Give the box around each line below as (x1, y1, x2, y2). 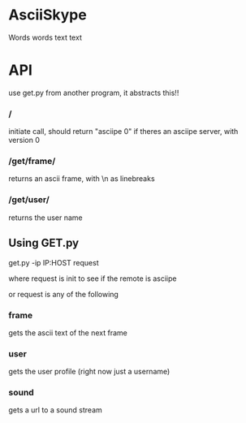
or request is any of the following (8, 289, 119, 299)
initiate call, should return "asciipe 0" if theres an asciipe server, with (8, 127, 239, 136)
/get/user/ (8, 194, 50, 205)
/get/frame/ (8, 156, 56, 167)
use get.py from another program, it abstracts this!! (8, 88, 179, 97)
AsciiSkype (8, 6, 87, 24)
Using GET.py (8, 236, 80, 250)
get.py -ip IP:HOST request (8, 257, 99, 267)
